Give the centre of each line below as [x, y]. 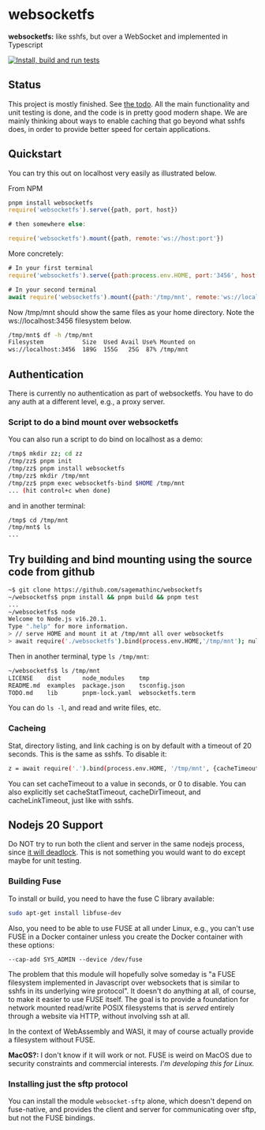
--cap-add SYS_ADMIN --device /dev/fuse [76, 959]
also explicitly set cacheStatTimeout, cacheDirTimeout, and [105, 792]
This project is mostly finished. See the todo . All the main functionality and [129, 103]
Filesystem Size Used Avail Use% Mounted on [102, 342]
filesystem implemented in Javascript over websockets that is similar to [124, 982]
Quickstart [35, 154]
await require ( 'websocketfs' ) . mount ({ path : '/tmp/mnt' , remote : [114, 297]
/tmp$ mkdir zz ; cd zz [45, 454]
